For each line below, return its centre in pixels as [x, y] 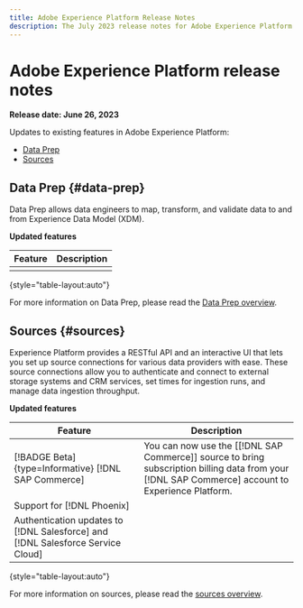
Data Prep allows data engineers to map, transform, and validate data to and [151, 209]
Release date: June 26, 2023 [64, 115]
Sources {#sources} [68, 331]
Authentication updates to [69, 520]
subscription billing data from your [216, 468]
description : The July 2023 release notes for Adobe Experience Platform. [153, 26]
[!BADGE [32, 457]
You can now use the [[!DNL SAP [213, 446]
